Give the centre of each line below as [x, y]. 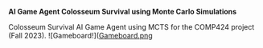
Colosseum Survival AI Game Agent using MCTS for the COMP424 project [131, 27]
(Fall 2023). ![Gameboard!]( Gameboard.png [80, 36]
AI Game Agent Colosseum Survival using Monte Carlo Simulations [123, 12]
